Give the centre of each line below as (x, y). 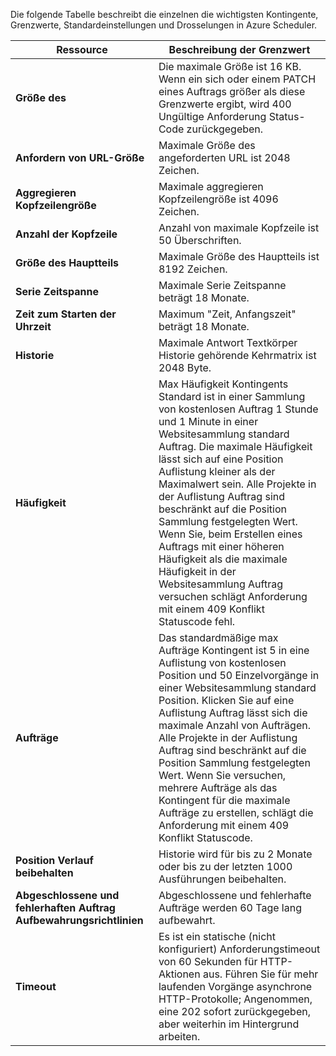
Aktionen (179, 974)
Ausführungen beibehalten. (222, 879)
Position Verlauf (54, 860)
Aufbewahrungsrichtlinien (79, 920)
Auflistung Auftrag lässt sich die (233, 712)
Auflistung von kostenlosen (222, 662)
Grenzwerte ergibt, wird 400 (225, 104)
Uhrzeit (33, 326)
